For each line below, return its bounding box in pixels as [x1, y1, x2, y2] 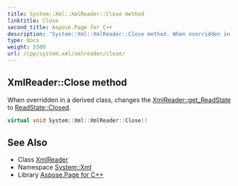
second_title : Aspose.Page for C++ [7, 24, 113, 31]
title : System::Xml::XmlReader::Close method [7, 10, 144, 18]
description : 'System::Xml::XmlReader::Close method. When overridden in [7, 30, 231, 38]
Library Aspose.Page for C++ [17, 170, 104, 179]
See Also [7, 136, 48, 148]
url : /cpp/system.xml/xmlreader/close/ [7, 51, 126, 58]
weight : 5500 [7, 43, 46, 51]
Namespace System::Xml [17, 163, 92, 172]
